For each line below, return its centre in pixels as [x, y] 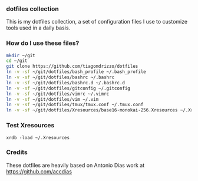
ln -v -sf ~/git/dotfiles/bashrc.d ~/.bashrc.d [66, 83]
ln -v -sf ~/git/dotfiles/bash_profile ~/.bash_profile [76, 72]
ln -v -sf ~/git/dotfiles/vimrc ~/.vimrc [58, 94]
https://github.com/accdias [39, 171]
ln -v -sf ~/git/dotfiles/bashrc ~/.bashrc [60, 78]
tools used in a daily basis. [38, 28]
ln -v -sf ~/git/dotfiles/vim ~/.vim [52, 99]
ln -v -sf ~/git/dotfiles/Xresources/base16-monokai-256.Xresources [92, 110]
